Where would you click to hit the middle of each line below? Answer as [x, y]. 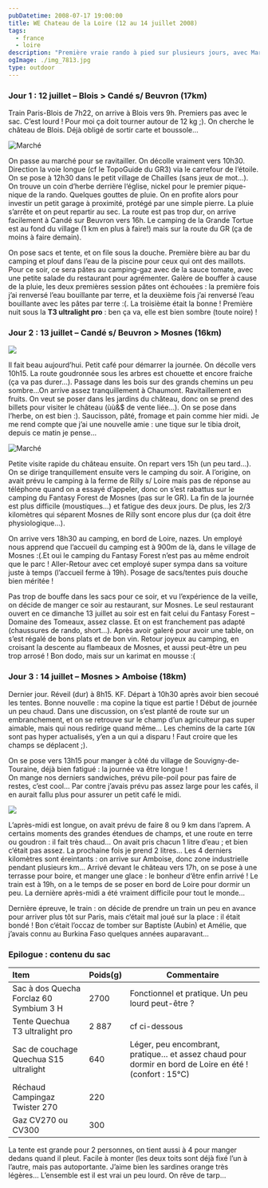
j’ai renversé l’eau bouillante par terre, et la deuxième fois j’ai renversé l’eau [132, 295]
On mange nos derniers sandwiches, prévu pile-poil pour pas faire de [122, 777]
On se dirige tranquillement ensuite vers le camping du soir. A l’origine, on [130, 473]
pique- [235, 186]
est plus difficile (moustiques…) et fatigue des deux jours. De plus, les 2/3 [130, 506]
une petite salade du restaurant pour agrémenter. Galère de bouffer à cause [133, 278]
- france [30, 38]
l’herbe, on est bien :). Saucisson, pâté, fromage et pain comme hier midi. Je [134, 416]
